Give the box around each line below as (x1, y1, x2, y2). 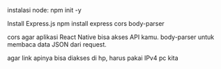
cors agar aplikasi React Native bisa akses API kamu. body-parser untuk (7, 33, 215, 41)
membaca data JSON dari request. (7, 40, 107, 48)
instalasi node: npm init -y (7, 6, 82, 14)
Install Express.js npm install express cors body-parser (7, 20, 165, 27)
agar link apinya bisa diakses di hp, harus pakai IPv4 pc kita (7, 54, 179, 62)
